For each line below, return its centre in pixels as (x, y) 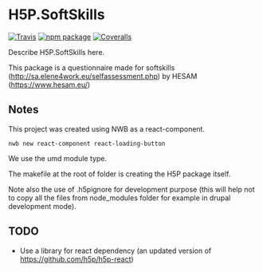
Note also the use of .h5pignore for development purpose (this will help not (131, 189)
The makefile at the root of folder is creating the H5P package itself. (120, 174)
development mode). (43, 206)
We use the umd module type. (58, 158)
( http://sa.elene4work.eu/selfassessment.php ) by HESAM (103, 76)
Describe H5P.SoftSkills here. (57, 52)
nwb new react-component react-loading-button (87, 144)
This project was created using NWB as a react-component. (107, 128)
